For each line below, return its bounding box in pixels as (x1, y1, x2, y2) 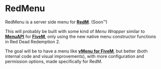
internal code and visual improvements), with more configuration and (5, 53, 144, 59)
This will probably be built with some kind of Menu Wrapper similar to (5, 28, 145, 34)
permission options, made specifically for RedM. (5, 58, 103, 64)
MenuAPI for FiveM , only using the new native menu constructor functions (5, 34, 157, 39)
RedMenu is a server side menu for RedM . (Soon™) (5, 19, 108, 25)
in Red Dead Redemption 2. (5, 38, 60, 44)
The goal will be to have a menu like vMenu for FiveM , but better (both (5, 48, 148, 54)
